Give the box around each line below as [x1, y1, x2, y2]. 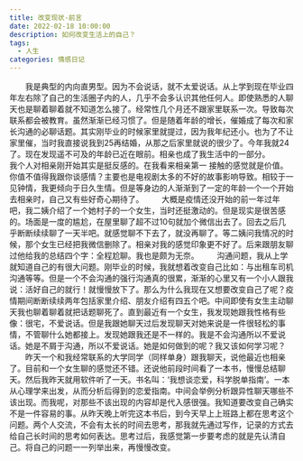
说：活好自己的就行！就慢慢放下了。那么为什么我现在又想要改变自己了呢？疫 [9, 284, 294, 294]
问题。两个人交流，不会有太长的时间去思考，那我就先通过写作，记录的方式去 [9, 420, 294, 429]
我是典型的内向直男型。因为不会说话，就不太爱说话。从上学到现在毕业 [25, 81, 286, 91]
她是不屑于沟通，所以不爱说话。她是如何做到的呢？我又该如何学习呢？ [24, 340, 286, 351]
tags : [9, 38, 30, 48]
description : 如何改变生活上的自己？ [9, 30, 136, 39]
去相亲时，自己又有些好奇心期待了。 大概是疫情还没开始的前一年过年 [9, 194, 280, 204]
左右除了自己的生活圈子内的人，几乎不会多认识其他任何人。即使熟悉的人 [16, 92, 286, 103]
